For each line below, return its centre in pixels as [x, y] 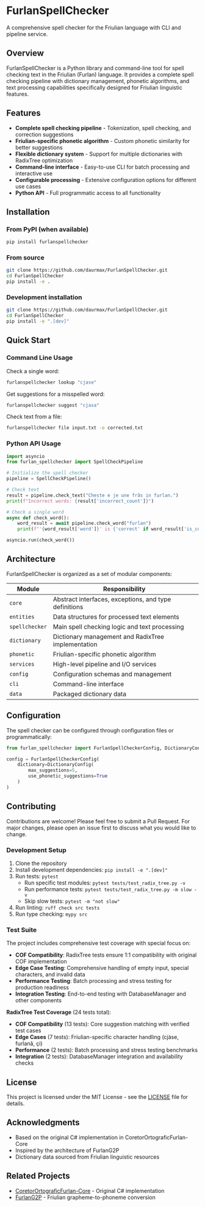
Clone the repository [41, 863]
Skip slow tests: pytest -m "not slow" [72, 901]
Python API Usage [34, 443]
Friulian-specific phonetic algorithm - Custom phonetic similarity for [103, 140]
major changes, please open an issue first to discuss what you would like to [101, 828]
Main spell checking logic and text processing [118, 627]
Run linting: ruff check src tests [57, 907]
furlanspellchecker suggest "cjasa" [53, 405]
